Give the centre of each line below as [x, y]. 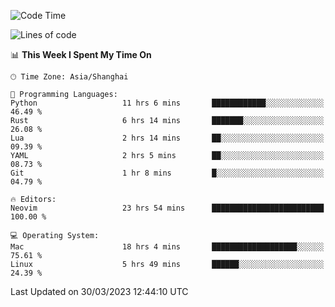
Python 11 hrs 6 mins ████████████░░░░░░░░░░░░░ [167, 103]
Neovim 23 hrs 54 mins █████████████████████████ [167, 208]
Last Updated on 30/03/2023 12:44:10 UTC [99, 291]
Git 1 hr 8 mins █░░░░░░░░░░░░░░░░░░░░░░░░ [167, 173]
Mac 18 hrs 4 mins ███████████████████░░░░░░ [167, 247]
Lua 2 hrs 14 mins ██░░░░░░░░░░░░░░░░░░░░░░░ [167, 138]
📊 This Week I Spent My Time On [81, 54]
